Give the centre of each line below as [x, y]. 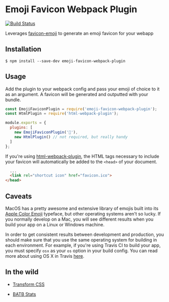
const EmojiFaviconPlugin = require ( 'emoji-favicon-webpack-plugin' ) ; [81, 109]
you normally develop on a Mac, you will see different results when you [79, 219]
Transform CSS [28, 284]
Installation [23, 49]
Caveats [18, 196]
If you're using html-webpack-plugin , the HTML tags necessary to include [82, 156]
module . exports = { [26, 123]
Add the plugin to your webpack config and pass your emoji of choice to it [82, 89]
